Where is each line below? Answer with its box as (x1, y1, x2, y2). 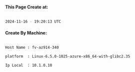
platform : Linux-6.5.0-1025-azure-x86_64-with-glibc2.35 (5, 54, 131, 59)
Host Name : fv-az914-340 (5, 45, 59, 50)
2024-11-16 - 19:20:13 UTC (5, 19, 61, 24)
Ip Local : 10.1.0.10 (5, 63, 52, 68)
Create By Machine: (5, 30, 47, 36)
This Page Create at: (5, 4, 48, 10)
